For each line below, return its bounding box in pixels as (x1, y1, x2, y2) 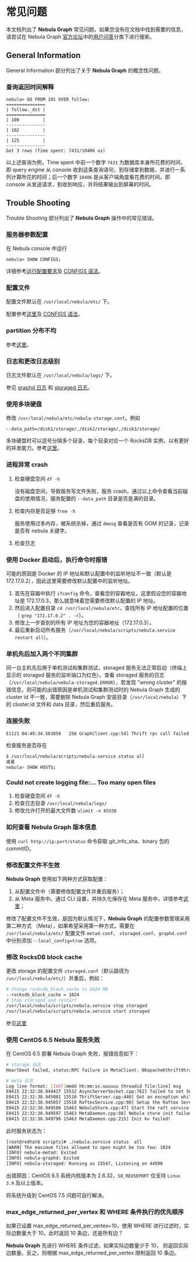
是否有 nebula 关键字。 (14, 527, 70, 534)
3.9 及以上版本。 (6, 1179, 47, 1186)
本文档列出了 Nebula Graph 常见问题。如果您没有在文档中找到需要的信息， (6, 26, 187, 33)
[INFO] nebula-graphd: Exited (6, 1155, 80, 1161)
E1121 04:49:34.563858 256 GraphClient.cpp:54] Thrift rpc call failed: (6, 731, 192, 736)
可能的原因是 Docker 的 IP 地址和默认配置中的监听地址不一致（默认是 (6, 569, 172, 577)
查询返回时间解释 (6, 83, 54, 91)
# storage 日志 (6, 1062, 41, 1067)
